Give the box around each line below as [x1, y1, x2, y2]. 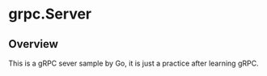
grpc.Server [8, 5, 91, 23]
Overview [8, 37, 59, 51]
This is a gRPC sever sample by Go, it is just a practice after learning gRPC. [8, 58, 259, 68]
